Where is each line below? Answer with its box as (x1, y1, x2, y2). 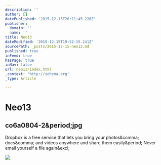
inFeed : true (5, 53, 32, 58)
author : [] (5, 12, 28, 17)
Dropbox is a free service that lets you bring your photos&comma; (5, 134, 139, 140)
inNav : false (5, 62, 32, 67)
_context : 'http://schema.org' (5, 72, 70, 77)
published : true (5, 48, 39, 53)
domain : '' (9, 26, 32, 31)
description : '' (5, 7, 39, 12)
